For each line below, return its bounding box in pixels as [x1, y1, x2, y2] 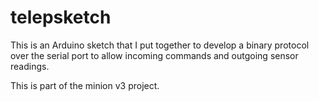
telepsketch [10, 6, 112, 29]
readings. [10, 60, 50, 72]
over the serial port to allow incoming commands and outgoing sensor [10, 49, 299, 61]
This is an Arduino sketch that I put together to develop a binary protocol [10, 39, 310, 51]
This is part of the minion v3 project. [10, 79, 160, 91]
